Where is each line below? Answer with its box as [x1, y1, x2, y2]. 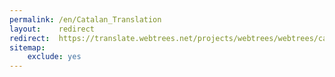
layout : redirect [9, 24, 96, 34]
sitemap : [9, 42, 46, 53]
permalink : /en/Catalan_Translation [9, 14, 162, 25]
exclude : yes [27, 52, 82, 62]
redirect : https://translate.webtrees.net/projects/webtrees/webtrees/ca [9, 33, 328, 43]
